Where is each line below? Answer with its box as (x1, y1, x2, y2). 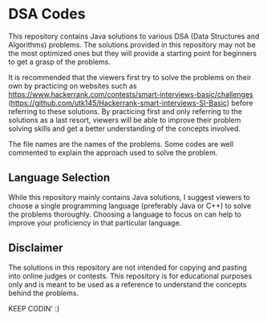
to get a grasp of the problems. (8, 57, 111, 67)
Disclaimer (8, 242, 63, 255)
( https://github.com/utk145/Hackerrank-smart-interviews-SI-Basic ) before (8, 98, 253, 108)
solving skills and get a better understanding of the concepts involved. (8, 124, 241, 133)
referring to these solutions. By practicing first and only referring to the (8, 106, 243, 116)
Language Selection (8, 171, 111, 185)
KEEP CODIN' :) (8, 303, 60, 313)
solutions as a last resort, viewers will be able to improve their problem (8, 115, 241, 124)
